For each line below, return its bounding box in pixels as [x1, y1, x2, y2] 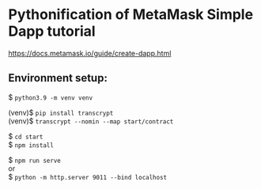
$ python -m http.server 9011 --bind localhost [8, 172, 168, 181]
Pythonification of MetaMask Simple [8, 6, 254, 24]
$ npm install [8, 140, 54, 149]
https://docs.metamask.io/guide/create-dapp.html [8, 48, 172, 58]
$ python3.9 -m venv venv [8, 93, 93, 102]
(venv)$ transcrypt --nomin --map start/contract [8, 116, 174, 126]
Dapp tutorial [8, 22, 96, 40]
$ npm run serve [8, 155, 61, 164]
